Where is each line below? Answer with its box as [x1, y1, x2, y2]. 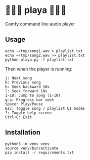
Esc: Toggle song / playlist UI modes [5, 106, 85, 111]
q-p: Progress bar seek [5, 97, 54, 102]
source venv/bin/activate [5, 146, 58, 151]
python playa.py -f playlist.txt [5, 57, 74, 62]
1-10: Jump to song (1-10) [5, 93, 61, 98]
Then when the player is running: [5, 66, 73, 72]
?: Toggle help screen [5, 110, 52, 115]
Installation [5, 128, 41, 137]
